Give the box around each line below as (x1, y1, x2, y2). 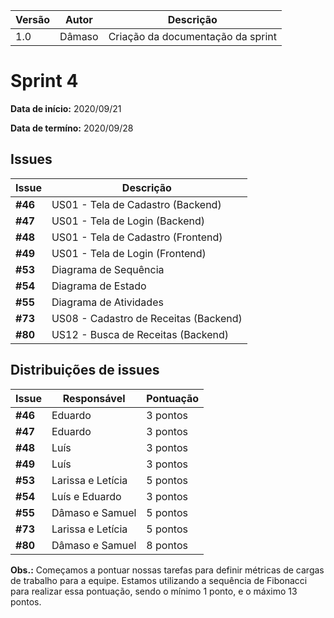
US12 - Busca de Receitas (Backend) (51, 327, 230, 341)
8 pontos (146, 538, 188, 552)
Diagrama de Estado (51, 279, 147, 293)
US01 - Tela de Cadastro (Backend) (51, 197, 222, 211)
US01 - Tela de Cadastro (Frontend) (51, 230, 223, 244)
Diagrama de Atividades (51, 295, 164, 309)
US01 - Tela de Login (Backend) (51, 214, 205, 228)
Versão (15, 13, 51, 26)
